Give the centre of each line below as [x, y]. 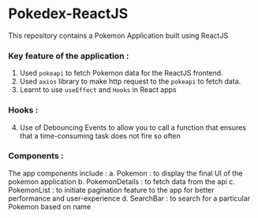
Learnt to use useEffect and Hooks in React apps [98, 90]
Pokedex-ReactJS [68, 14]
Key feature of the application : [69, 56]
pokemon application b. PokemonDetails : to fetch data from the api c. [122, 181]
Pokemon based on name [50, 206]
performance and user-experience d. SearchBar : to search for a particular [129, 198]
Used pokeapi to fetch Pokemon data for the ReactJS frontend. [121, 73]
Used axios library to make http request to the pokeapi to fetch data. [130, 81]
